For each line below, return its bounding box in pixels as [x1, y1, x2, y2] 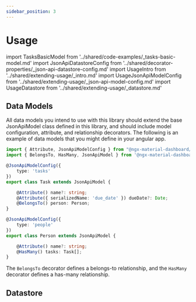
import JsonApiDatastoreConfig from [33, 59, 122, 66]
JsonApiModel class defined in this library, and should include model [6, 123, 172, 130]
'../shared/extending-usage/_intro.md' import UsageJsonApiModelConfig [6, 71, 182, 79]
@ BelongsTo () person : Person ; [16, 200, 90, 207]
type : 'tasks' [16, 168, 51, 174]
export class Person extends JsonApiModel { [6, 232, 116, 239]
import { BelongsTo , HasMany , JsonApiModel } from [6, 152, 132, 158]
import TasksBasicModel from [6, 53, 78, 60]
